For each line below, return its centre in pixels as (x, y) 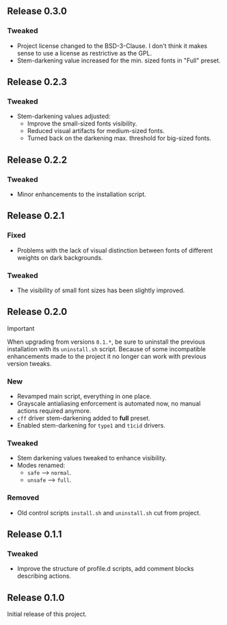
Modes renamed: (41, 465)
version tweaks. (29, 364)
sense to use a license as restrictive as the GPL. (84, 53)
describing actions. (44, 576)
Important (21, 328)
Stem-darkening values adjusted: (64, 117)
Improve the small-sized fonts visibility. (82, 123)
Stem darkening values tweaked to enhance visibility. (92, 458)
